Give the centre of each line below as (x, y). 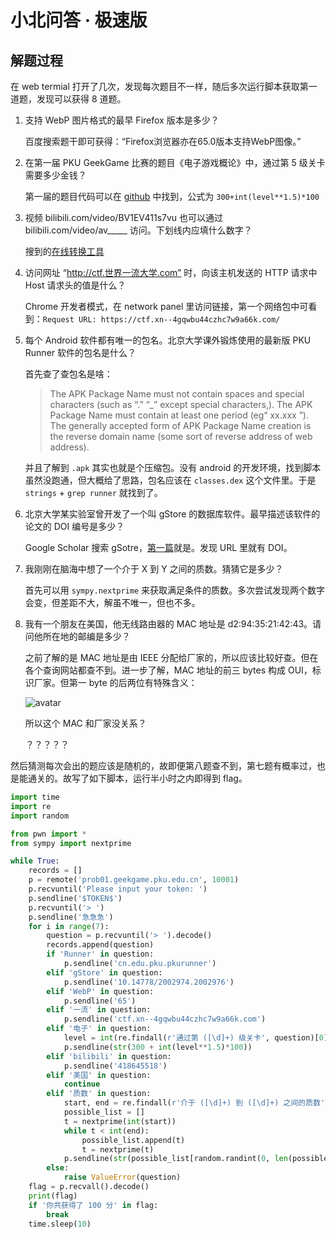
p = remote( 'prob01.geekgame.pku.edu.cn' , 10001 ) (134, 880)
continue (82, 1084)
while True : (35, 861)
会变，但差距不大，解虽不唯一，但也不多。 (112, 602)
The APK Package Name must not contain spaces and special (177, 394)
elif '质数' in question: (99, 1094)
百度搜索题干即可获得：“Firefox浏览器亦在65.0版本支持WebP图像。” (163, 141)
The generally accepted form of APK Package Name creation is (180, 425)
